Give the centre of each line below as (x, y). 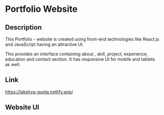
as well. (13, 64)
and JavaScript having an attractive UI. (44, 44)
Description (23, 27)
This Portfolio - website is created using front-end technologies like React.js (82, 39)
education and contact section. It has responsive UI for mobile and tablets (80, 59)
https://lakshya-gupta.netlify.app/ (39, 92)
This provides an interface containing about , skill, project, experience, (77, 54)
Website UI (22, 107)
